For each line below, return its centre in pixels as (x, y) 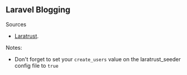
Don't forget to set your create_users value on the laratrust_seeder (97, 59)
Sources (16, 24)
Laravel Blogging (38, 10)
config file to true (36, 65)
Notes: (14, 47)
